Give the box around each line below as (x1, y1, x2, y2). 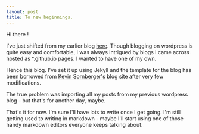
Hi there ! (6, 30, 29, 38)
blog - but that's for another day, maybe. (6, 96, 106, 104)
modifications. (6, 79, 42, 86)
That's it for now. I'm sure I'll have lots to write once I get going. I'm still (6, 108, 181, 116)
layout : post (6, 8, 39, 15)
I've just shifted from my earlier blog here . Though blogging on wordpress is (6, 42, 193, 49)
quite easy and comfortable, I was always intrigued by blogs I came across (6, 48, 189, 55)
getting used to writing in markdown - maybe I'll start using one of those (6, 114, 184, 122)
